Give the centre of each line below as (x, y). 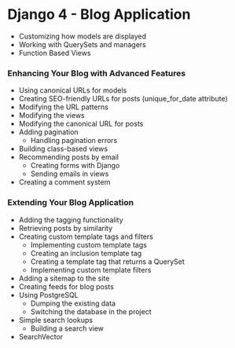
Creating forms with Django (75, 166)
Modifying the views (52, 115)
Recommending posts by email (69, 157)
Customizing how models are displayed (83, 36)
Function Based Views (55, 53)
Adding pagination (49, 132)
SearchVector (41, 336)
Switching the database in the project (91, 311)
